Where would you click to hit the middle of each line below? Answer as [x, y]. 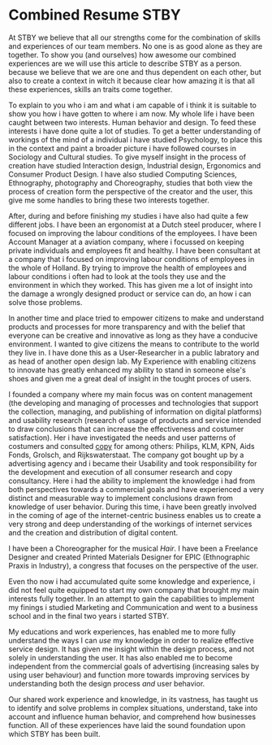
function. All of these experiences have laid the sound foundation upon [127, 725]
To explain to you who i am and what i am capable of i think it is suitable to [133, 105]
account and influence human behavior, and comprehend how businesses [132, 717]
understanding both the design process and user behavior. [107, 683]
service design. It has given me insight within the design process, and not [132, 649]
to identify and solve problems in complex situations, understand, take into [133, 708]
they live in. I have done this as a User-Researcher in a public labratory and [134, 352]
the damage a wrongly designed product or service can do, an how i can [130, 294]
